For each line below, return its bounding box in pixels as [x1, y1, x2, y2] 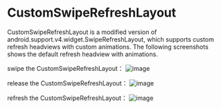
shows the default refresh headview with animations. [7, 50, 158, 58]
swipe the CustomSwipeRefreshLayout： [7, 64, 124, 72]
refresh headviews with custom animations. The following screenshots [7, 42, 209, 51]
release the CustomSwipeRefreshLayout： [7, 78, 128, 87]
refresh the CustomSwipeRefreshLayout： [7, 94, 128, 102]
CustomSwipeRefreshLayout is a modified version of [7, 28, 157, 36]
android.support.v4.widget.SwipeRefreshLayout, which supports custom [7, 35, 215, 43]
